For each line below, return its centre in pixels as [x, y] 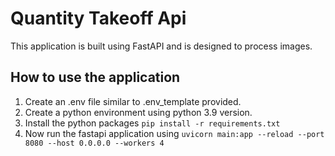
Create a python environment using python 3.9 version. [138, 112]
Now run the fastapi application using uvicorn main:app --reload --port [174, 133]
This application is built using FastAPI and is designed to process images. [161, 46]
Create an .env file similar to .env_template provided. [133, 101]
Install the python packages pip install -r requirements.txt [152, 123]
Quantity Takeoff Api [98, 18]
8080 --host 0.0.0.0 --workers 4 [94, 143]
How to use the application [95, 77]
